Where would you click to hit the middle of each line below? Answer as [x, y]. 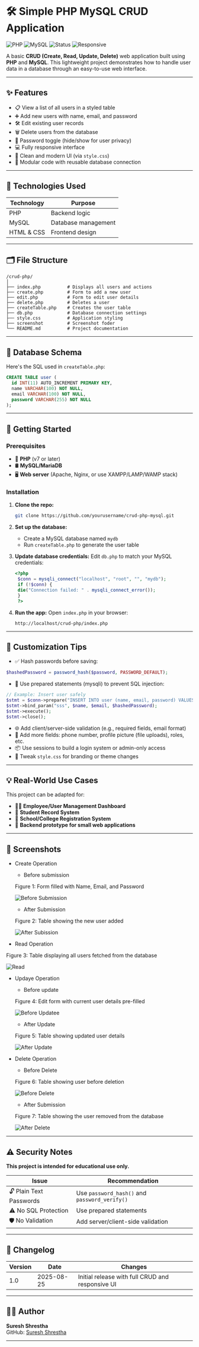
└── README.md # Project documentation [67, 329]
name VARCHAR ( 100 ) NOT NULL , [47, 388]
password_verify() [102, 1199]
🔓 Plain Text [26, 1191]
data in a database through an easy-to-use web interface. [76, 68]
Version [20, 1266]
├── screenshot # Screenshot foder [61, 324]
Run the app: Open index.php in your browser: [71, 612]
